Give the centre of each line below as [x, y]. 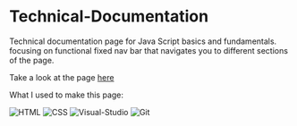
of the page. [32, 60]
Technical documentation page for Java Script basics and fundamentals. [143, 41]
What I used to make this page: [66, 95]
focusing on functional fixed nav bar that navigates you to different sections [149, 50]
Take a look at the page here [62, 77]
